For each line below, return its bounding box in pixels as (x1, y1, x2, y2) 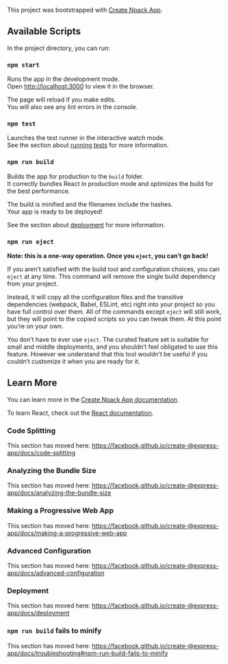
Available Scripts (7, 25, 81, 37)
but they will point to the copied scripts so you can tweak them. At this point (7, 315, 221, 323)
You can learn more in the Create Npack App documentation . (7, 395, 179, 404)
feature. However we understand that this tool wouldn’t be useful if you (7, 350, 207, 358)
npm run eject (7, 238, 54, 246)
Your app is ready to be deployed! (7, 207, 103, 216)
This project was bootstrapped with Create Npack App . (7, 6, 163, 14)
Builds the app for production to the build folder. (7, 172, 144, 181)
